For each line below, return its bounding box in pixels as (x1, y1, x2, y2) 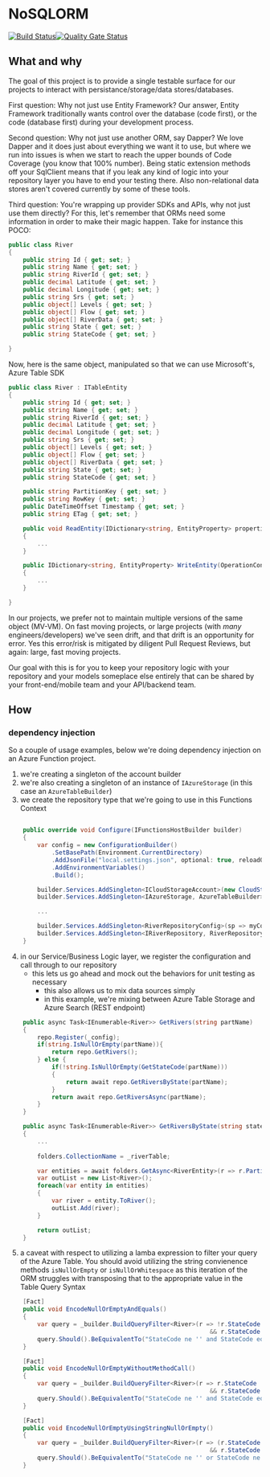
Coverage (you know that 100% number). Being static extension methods (8, 158, 251, 168)
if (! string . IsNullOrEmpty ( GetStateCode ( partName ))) (51, 1063, 228, 1071)
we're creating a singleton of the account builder (19, 769, 182, 779)
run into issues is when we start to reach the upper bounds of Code (8, 149, 232, 159)
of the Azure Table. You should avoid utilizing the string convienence (19, 1257, 248, 1266)
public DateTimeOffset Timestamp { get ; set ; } (22, 503, 185, 511)
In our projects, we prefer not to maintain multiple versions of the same (8, 612, 243, 623)
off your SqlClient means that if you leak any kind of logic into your (8, 166, 229, 177)
